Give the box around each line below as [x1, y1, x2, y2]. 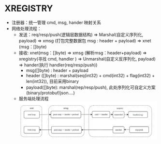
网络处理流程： [11, 25, 42, 32]
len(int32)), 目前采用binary [26, 78, 79, 84]
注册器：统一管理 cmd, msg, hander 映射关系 [11, 19, 102, 25]
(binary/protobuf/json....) [26, 90, 75, 96]
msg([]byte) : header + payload [26, 67, 89, 73]
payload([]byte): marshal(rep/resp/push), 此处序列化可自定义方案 [26, 84, 156, 90]
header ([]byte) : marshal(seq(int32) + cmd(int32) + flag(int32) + [26, 72, 155, 78]
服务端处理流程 [18, 96, 49, 101]
